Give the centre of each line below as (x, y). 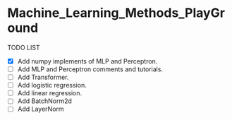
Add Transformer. (43, 77)
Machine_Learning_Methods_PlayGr (116, 13)
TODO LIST (24, 47)
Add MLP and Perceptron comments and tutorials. (90, 69)
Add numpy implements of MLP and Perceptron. (87, 61)
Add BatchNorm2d (45, 101)
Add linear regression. (50, 93)
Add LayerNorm (41, 109)
